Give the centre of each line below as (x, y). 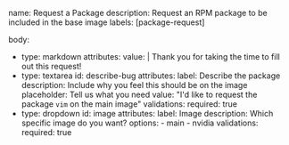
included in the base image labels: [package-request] (107, 22)
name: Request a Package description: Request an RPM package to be (138, 13)
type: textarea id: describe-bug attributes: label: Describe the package (151, 76)
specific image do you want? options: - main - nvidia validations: (140, 123)
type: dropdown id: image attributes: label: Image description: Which (147, 113)
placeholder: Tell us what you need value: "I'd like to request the (139, 94)
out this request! (51, 66)
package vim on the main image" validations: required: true (129, 104)
